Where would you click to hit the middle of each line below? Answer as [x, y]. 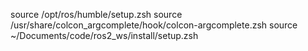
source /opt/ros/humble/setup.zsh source [96, 14]
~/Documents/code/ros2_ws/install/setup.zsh [104, 35]
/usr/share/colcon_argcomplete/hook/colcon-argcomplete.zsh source [154, 25]
